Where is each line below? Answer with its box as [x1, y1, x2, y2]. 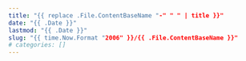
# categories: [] [8, 41, 67, 49]
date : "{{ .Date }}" [8, 19, 78, 27]
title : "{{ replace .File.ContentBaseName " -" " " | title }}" [8, 11, 224, 20]
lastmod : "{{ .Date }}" [8, 26, 88, 34]
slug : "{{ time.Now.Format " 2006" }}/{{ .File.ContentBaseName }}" [8, 33, 239, 42]
